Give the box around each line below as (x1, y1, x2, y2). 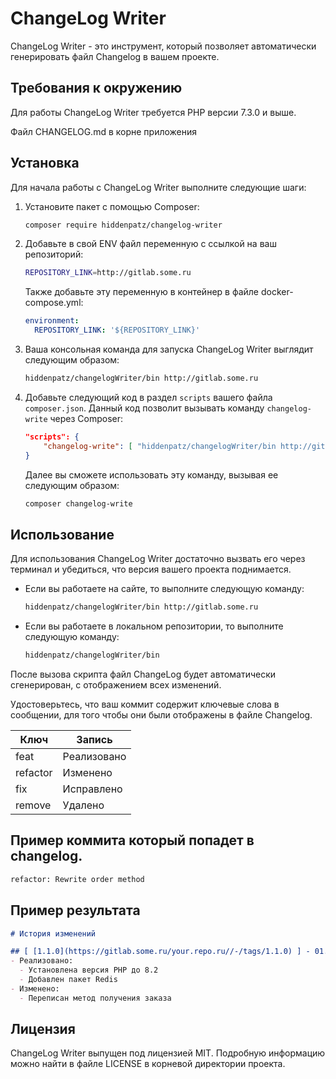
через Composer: (49, 412, 124, 424)
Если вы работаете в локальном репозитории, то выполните (24, 620, 284, 632)
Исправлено (62, 782, 123, 796)
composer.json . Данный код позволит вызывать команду (24, 402, 265, 414)
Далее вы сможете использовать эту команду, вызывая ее (24, 468, 279, 481)
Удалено (62, 798, 105, 812)
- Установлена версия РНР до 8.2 (19, 965, 159, 976)
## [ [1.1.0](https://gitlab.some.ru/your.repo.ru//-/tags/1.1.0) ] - (10, 947, 311, 957)
